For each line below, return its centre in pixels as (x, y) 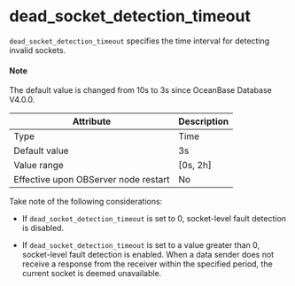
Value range (39, 166)
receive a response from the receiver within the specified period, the (147, 264)
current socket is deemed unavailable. (92, 274)
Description (203, 121)
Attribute (92, 121)
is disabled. (43, 228)
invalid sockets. (38, 50)
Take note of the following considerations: (86, 202)
